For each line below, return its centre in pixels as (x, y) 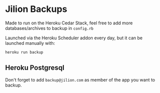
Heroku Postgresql (35, 68)
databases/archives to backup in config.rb (49, 28)
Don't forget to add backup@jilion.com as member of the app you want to (80, 80)
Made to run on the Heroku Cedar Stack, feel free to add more (69, 23)
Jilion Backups (36, 9)
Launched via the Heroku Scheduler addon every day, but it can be (74, 38)
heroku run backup (24, 52)
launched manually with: (30, 43)
